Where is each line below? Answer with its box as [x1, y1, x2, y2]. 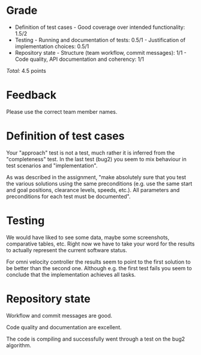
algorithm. [6, 341, 32, 349]
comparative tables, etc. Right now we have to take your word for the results [6, 240, 195, 247]
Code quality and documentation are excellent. [6, 323, 122, 331]
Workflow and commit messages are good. [6, 312, 113, 319]
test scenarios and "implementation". [6, 162, 98, 169]
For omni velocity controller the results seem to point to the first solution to [6, 258, 191, 265]
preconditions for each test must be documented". [6, 193, 131, 200]
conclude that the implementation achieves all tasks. [6, 271, 136, 278]
